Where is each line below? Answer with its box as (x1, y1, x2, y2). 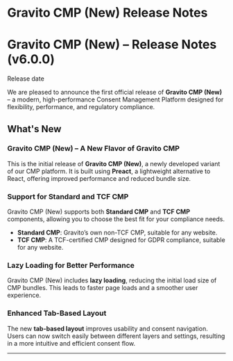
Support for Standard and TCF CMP (7, 191, 129, 201)
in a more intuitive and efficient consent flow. (7, 339, 136, 347)
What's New (7, 123, 62, 135)
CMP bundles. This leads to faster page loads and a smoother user (7, 284, 198, 292)
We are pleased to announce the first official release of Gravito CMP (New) (7, 88, 223, 97)
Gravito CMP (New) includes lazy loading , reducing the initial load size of (7, 276, 217, 284)
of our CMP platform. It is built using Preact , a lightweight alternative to (7, 167, 211, 175)
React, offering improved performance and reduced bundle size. (7, 174, 191, 182)
